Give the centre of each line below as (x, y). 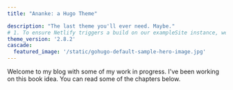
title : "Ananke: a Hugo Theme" (52, 13)
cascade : (20, 46)
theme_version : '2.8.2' (42, 39)
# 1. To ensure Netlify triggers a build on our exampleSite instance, (113, 33)
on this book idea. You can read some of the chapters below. (94, 79)
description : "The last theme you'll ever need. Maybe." (91, 26)
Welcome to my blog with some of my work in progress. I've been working (113, 71)
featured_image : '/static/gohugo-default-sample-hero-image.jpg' (110, 52)
